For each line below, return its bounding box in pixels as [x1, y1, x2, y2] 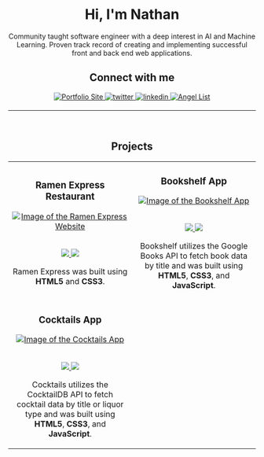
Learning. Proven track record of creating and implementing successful [16, 39, 247, 49]
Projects [111, 140, 153, 153]
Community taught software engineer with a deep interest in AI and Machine [8, 31, 256, 41]
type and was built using [24, 409, 115, 420]
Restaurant [46, 190, 95, 203]
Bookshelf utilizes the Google [140, 241, 248, 252]
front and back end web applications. [71, 48, 192, 57]
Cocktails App [38, 313, 102, 326]
